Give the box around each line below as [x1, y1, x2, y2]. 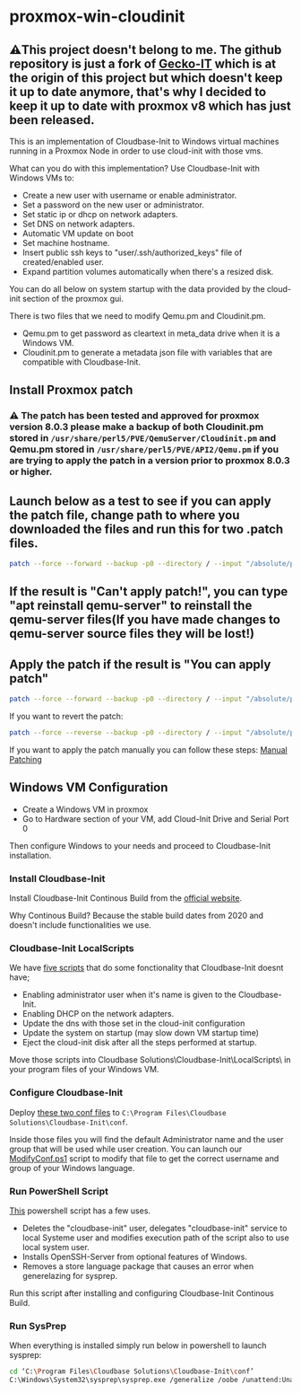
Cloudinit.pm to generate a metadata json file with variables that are [21, 348, 273, 357]
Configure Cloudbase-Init [9, 1087, 124, 1099]
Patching [9, 754, 42, 764]
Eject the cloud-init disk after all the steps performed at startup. [21, 1037, 257, 1048]
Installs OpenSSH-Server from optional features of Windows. [21, 1251, 248, 1262]
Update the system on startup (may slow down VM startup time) [21, 1027, 260, 1038]
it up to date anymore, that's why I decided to [9, 84, 267, 100]
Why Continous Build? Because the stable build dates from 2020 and [9, 910, 264, 921]
